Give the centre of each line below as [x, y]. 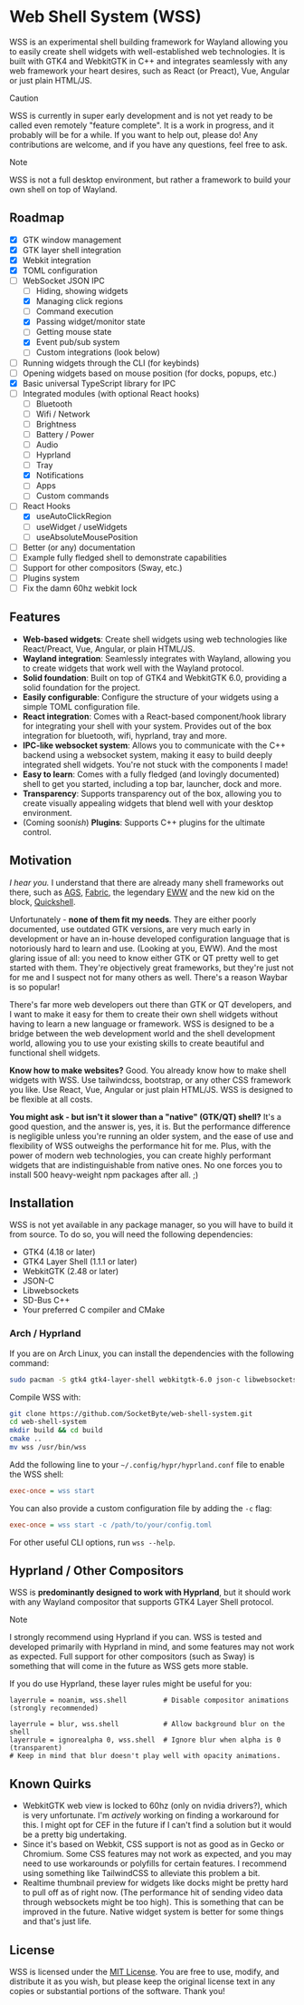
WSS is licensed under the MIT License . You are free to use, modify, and [144, 1972]
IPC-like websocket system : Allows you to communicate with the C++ [154, 745]
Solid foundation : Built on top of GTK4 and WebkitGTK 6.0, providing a [155, 677]
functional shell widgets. [55, 1052]
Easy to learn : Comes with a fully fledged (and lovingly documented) [151, 774]
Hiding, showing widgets [82, 291]
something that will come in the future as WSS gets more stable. [129, 1666]
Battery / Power [65, 434]
